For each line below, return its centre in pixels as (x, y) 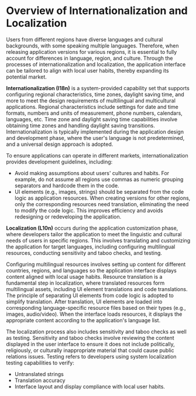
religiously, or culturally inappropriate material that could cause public (90, 350)
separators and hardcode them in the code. (67, 185)
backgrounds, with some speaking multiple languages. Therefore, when (92, 46)
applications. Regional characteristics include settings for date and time (92, 107)
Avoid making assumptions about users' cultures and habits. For (92, 173)
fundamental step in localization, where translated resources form (85, 283)
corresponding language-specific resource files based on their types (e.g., (96, 308)
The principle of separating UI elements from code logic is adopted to (90, 295)
